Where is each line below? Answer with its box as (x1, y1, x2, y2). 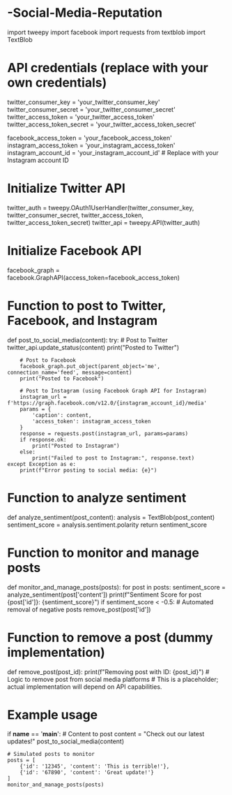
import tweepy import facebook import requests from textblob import (7, 28, 206, 36)
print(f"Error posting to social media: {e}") (20, 467, 157, 474)
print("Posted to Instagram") (32, 442, 120, 449)
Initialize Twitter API (7, 180, 125, 196)
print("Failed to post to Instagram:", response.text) (32, 454, 195, 462)
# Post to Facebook (20, 356, 77, 364)
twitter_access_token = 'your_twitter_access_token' (7, 112, 155, 121)
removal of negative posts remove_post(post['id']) (7, 605, 151, 613)
